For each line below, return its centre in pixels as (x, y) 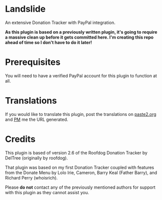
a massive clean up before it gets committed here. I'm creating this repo (79, 37)
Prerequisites (33, 62)
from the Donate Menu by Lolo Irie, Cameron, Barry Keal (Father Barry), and (81, 173)
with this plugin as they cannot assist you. (47, 192)
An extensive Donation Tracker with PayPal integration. (60, 22)
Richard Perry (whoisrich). (31, 178)
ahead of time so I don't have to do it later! (49, 42)
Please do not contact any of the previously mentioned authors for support (80, 187)
